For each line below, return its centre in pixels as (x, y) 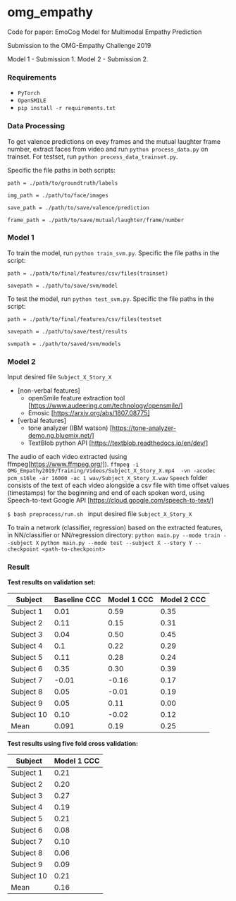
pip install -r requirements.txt (67, 109)
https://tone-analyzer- (144, 428)
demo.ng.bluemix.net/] (61, 436)
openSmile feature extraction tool (76, 398)
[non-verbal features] (49, 391)
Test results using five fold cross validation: (73, 744)
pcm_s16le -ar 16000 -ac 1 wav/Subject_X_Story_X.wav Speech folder (107, 478)
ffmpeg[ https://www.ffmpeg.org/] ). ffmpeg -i (73, 464)
